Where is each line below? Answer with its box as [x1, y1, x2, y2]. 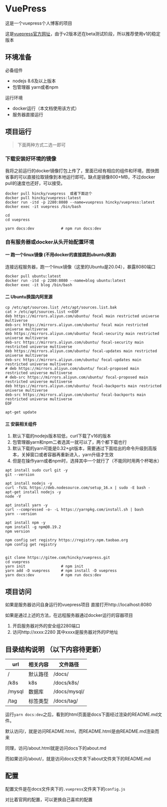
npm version [5, 529, 30, 534]
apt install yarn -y [5, 503, 48, 508]
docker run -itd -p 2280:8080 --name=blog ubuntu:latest [5, 278, 126, 283]
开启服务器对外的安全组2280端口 [12, 623, 81, 629]
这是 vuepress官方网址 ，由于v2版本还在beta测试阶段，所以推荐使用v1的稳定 [5, 30, 161, 36]
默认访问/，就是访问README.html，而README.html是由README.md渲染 [5, 728, 155, 734]
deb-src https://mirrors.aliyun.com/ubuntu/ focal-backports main [5, 392, 146, 397]
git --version [5, 472, 35, 477]
